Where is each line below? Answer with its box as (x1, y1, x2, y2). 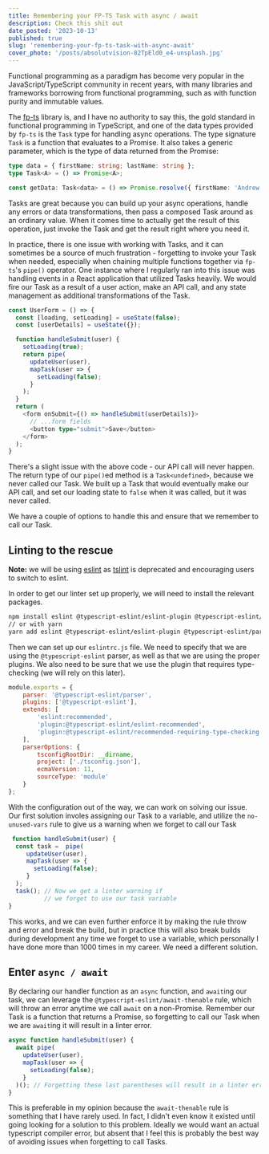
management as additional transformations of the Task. (8, 291, 191, 300)
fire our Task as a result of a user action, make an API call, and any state (8, 282, 247, 291)
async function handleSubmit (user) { (8, 1036, 134, 1044)
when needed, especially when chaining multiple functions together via (8, 256, 244, 266)
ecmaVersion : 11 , (37, 766, 94, 774)
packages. (8, 597, 43, 607)
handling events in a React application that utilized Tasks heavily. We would (8, 274, 257, 283)
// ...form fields (29, 417, 91, 425)
